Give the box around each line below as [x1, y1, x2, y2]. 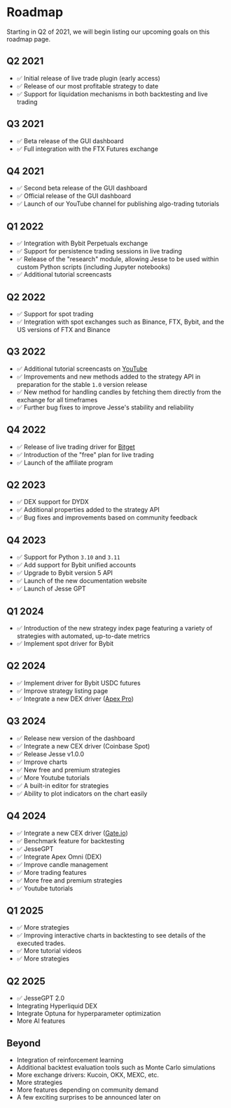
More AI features [16, 1017, 66, 1025]
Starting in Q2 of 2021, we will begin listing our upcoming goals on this [6, 27, 210, 36]
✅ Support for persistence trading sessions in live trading [16, 247, 183, 256]
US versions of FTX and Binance [16, 326, 111, 334]
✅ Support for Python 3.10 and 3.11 [16, 553, 120, 562]
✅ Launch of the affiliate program [16, 458, 113, 467]
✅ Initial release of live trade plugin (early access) [16, 74, 160, 82]
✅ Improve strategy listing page [16, 686, 108, 695]
